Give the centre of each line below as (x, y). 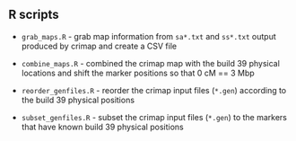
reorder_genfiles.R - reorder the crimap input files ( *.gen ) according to (154, 90)
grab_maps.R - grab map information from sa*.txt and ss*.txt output (149, 36)
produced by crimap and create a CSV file (99, 46)
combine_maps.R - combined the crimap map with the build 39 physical (150, 63)
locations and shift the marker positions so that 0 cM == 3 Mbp (138, 73)
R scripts (34, 15)
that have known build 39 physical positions (103, 127)
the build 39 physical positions (78, 100)
